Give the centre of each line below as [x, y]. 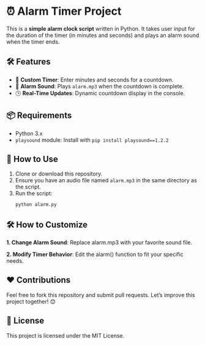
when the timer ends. [33, 42]
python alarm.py [36, 205]
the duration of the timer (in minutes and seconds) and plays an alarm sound [103, 35]
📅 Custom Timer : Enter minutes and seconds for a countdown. [94, 79]
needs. [15, 261]
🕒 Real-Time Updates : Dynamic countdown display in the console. [100, 93]
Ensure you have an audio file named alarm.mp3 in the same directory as [106, 180]
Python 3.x [29, 133]
